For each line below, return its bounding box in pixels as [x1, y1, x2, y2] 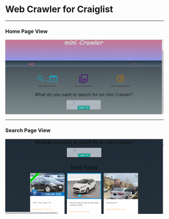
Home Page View [5, 28, 48, 35]
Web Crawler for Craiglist [5, 4, 113, 15]
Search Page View [5, 127, 51, 134]
